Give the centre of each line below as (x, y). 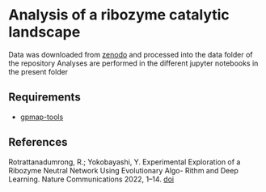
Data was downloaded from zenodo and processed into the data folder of (131, 54)
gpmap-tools (42, 117)
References (38, 142)
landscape (44, 32)
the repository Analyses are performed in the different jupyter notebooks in (133, 63)
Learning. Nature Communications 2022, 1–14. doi (91, 179)
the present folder (38, 71)
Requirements (44, 98)
